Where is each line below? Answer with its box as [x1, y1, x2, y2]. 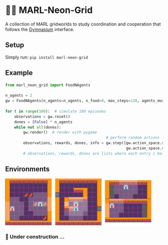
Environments [5, 165, 50, 173]
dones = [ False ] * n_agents [14, 119, 72, 124]
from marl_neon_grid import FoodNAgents [5, 82, 91, 87]
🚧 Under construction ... [5, 233, 65, 240]
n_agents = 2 [5, 93, 32, 98]
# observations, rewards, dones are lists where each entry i [23, 151, 155, 156]
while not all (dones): [14, 124, 61, 129]
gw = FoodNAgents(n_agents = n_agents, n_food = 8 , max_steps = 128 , [5, 98, 140, 103]
